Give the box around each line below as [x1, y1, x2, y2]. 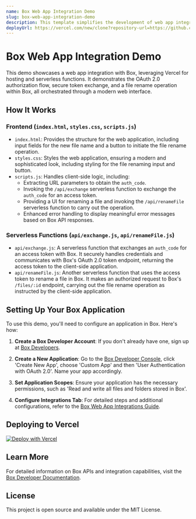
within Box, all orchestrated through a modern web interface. [6, 88, 152, 95]
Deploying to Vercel [6, 420, 79, 430]
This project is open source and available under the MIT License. [6, 506, 162, 513]
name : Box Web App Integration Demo [6, 8, 95, 15]
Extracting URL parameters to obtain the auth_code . [23, 179, 147, 186]
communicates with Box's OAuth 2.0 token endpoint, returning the [14, 257, 174, 264]
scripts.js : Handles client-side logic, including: [14, 173, 130, 180]
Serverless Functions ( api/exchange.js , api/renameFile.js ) [6, 231, 175, 239]
